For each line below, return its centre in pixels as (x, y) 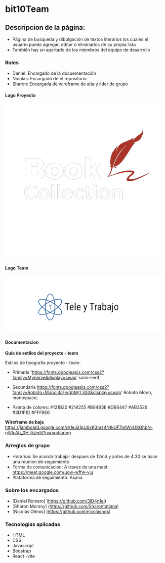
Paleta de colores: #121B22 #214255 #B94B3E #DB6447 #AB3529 (80, 408)
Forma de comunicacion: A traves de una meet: (61, 467)
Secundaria (24, 387)
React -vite (23, 556)
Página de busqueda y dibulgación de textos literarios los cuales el (80, 39)
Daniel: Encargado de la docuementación (54, 73)
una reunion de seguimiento (41, 461)
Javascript (23, 546)
